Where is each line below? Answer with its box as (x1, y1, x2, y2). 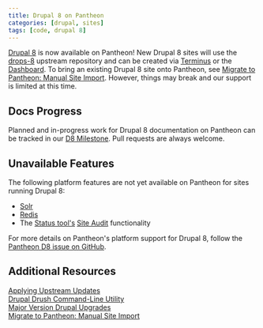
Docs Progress (8, 104, 82, 118)
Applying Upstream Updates (8, 285, 101, 295)
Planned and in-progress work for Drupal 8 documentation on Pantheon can (8, 126, 256, 135)
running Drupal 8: (8, 187, 66, 195)
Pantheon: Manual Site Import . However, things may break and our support (8, 73, 252, 83)
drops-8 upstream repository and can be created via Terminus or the (8, 56, 232, 66)
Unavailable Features (8, 156, 115, 170)
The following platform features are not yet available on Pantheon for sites (8, 178, 250, 187)
